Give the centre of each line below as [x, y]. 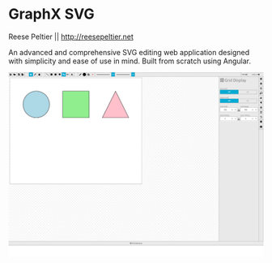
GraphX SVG [51, 14]
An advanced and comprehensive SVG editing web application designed [129, 52]
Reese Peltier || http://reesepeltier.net [71, 37]
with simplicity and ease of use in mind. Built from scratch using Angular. [130, 61]
